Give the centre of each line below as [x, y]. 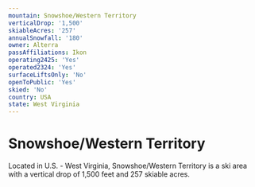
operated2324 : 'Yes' [42, 68]
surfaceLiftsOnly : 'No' [48, 75]
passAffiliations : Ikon [48, 53]
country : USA [30, 97]
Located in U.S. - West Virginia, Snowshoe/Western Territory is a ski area [128, 166]
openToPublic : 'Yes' [42, 82]
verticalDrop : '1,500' [46, 23]
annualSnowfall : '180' [46, 38]
